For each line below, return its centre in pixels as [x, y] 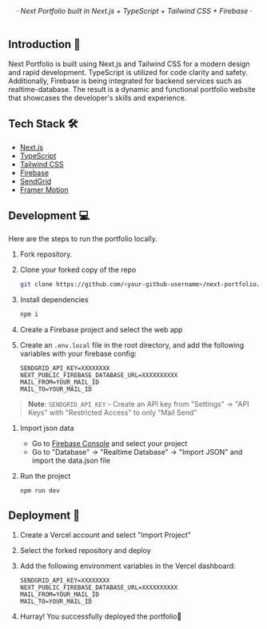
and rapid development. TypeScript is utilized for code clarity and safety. [128, 72]
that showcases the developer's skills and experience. [98, 98]
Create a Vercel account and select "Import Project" [106, 535]
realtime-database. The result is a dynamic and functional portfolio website [132, 89]
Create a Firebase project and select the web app [101, 330]
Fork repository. [46, 254]
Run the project [45, 476]
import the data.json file [71, 460]
